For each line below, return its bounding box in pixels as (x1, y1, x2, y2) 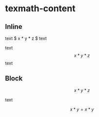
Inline (5, 23, 22, 31)
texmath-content (5, 3, 76, 14)
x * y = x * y (70, 106, 94, 112)
